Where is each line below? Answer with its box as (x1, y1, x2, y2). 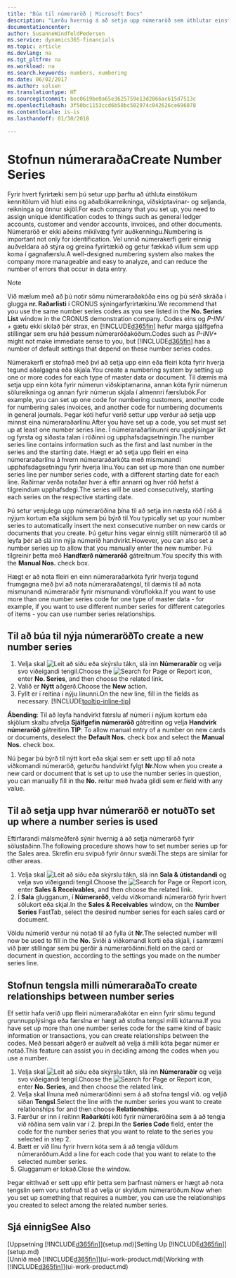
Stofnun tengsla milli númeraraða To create (7, 979, 198, 991)
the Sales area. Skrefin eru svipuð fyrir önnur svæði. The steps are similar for (7, 849, 228, 858)
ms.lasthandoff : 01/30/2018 (7, 115, 90, 122)
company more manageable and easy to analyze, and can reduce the (7, 257, 208, 265)
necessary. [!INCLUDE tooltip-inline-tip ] (17, 697, 131, 706)
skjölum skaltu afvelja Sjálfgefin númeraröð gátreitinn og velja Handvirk (7, 718, 217, 727)
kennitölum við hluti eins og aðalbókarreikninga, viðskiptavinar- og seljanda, (7, 197, 227, 206)
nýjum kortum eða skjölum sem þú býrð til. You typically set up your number (7, 513, 225, 522)
